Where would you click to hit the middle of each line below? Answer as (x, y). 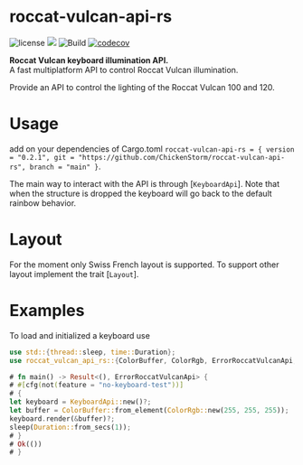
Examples (47, 311)
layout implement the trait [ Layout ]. (74, 274)
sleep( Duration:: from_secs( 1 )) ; (70, 427)
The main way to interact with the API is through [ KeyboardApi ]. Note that (145, 183)
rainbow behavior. (43, 203)
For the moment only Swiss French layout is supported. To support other (144, 265)
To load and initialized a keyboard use (80, 335)
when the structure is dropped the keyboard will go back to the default (141, 193)
